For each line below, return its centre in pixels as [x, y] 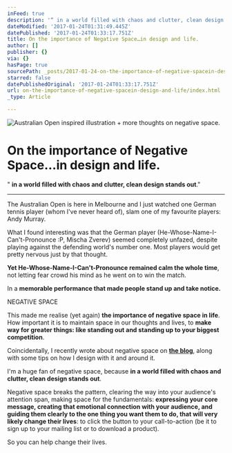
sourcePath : [24, 71]
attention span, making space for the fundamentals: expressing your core [113, 399]
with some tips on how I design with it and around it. [81, 358]
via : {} [18, 59]
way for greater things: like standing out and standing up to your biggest [113, 329]
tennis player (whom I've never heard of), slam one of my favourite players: [114, 211]
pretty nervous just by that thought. [58, 254]
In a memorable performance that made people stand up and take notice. [114, 288]
